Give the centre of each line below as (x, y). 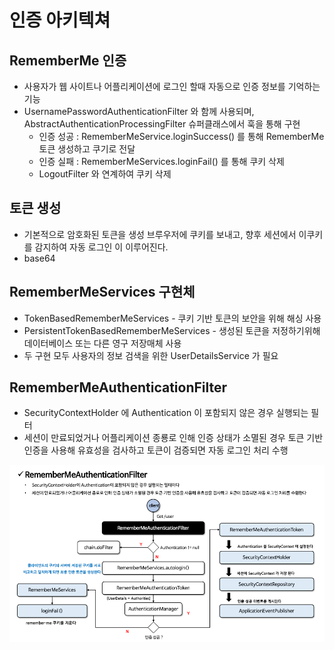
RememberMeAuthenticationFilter (118, 387)
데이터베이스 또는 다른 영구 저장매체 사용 (102, 343)
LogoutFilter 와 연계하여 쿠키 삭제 (105, 174)
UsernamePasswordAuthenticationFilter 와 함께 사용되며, (139, 111)
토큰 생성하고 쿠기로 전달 (87, 149)
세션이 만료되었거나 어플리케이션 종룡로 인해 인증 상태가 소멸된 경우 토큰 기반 (173, 438)
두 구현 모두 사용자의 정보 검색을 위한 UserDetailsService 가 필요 (151, 355)
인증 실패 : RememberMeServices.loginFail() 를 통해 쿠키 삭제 (161, 161)
